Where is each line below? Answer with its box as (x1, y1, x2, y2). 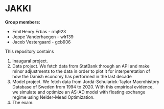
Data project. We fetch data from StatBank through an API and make (12, 63, 150, 69)
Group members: (5, 19, 41, 25)
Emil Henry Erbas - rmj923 (12, 28, 66, 34)
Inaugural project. (12, 58, 48, 64)
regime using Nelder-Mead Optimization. (12, 94, 94, 100)
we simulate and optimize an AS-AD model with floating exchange (12, 89, 145, 95)
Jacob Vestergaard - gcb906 (12, 39, 71, 44)
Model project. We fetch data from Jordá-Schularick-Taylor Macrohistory (12, 79, 160, 85)
